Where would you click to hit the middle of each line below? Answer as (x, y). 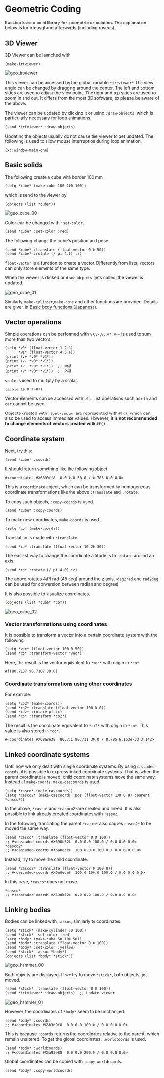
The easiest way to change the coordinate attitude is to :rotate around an (80, 556)
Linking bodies (28, 909)
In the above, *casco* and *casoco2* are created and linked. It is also (73, 808)
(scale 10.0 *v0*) (24, 390)
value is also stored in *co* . (33, 731)
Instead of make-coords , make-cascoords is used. (53, 782)
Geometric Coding (43, 9)
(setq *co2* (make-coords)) (34, 703)
